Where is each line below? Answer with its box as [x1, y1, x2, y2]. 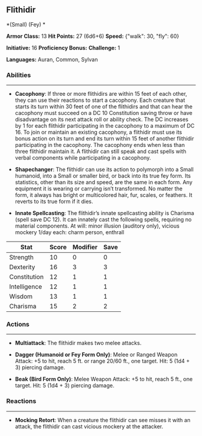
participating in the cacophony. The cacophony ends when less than [14, 142, 185, 149]
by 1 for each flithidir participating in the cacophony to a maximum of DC [14, 122, 195, 129]
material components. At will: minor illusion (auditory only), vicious [14, 222, 180, 229]
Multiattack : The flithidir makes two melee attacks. [14, 340, 142, 347]
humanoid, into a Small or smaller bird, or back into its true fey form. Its [14, 172, 191, 179]
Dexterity [9, 263, 35, 272]
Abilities [6, 70, 31, 79]
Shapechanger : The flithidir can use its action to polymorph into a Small [14, 166, 194, 173]
